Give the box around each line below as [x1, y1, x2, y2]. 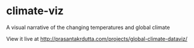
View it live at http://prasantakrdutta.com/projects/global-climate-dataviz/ [6, 35, 188, 42]
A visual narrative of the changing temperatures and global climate [6, 24, 170, 31]
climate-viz [6, 4, 64, 18]
